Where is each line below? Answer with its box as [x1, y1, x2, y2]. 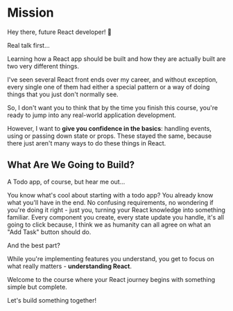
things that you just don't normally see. [7, 90, 119, 98]
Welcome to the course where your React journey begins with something [7, 275, 216, 283]
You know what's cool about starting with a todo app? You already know [7, 190, 214, 199]
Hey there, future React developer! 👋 [7, 28, 112, 36]
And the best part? [7, 241, 60, 249]
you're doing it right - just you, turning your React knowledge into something [7, 206, 225, 214]
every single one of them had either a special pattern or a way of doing [7, 82, 210, 91]
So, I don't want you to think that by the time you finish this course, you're [7, 103, 218, 112]
